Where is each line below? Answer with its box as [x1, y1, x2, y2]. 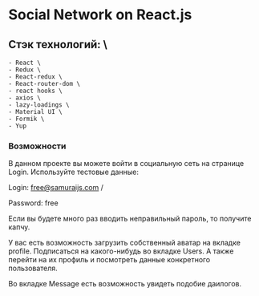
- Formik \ [8, 115, 45, 123]
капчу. [8, 222, 30, 232]
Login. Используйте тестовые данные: [8, 167, 139, 177]
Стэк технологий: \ [8, 38, 108, 51]
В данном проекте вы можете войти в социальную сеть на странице [8, 159, 245, 168]
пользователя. [8, 263, 58, 274]
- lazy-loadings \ [8, 101, 70, 109]
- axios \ [8, 94, 42, 102]
